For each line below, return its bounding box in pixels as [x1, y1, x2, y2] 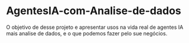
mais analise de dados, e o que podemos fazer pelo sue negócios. [6, 29, 168, 37]
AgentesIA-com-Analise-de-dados [6, 4, 181, 18]
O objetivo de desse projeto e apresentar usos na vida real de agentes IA [6, 24, 184, 31]
